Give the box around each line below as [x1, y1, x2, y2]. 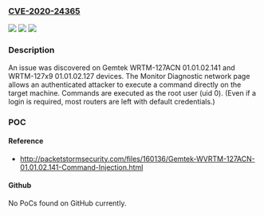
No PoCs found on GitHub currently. [8, 198, 127, 208]
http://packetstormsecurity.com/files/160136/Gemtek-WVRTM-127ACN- [19, 154, 255, 163]
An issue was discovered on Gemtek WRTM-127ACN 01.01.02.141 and [8, 62, 235, 73]
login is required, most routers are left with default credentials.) [8, 96, 215, 106]
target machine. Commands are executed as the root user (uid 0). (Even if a [8, 88, 257, 97]
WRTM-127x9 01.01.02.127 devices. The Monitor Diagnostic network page [8, 71, 250, 81]
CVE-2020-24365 [8, 6, 81, 17]
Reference [8, 136, 44, 146]
